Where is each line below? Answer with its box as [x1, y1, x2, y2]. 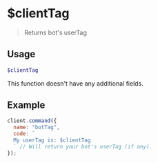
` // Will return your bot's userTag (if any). [13, 143, 153, 150]
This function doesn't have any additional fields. [7, 79, 144, 88]
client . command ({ [7, 117, 57, 124]
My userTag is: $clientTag [13, 137, 91, 144]
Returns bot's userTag [23, 28, 88, 37]
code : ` [13, 131, 36, 137]
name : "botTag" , [13, 124, 60, 131]
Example [7, 99, 46, 111]
